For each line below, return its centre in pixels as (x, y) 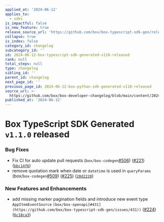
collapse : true (20, 37)
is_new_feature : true (27, 28)
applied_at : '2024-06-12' (31, 9)
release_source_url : (26, 32)
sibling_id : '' (20, 73)
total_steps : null (24, 64)
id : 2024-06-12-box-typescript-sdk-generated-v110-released (68, 55)
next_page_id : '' (23, 82)
